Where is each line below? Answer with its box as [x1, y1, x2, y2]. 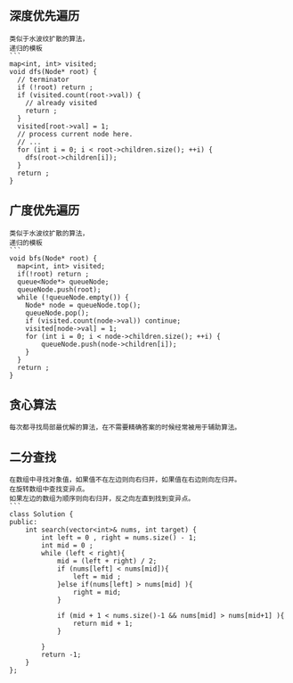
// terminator [17, 75, 69, 84]
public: [9, 518, 38, 527]
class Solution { [9, 510, 74, 519]
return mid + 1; [72, 619, 134, 629]
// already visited [25, 98, 98, 107]
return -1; [41, 650, 82, 660]
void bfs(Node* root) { [9, 253, 98, 263]
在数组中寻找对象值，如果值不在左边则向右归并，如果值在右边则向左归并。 [9, 475, 242, 484]
